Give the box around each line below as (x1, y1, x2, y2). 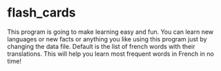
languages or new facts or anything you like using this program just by (7, 34, 207, 43)
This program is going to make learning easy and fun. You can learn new (7, 28, 214, 36)
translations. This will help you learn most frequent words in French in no (7, 50, 214, 58)
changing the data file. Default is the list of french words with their (7, 42, 195, 50)
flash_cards (7, 5, 76, 21)
